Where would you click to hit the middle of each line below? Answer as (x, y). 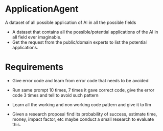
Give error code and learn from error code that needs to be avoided (80, 80)
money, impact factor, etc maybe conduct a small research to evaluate (83, 119)
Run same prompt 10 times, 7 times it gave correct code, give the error (83, 90)
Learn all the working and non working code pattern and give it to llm (82, 104)
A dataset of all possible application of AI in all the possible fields (70, 22)
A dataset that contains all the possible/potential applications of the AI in (85, 32)
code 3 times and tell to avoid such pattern (55, 95)
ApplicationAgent (42, 9)
